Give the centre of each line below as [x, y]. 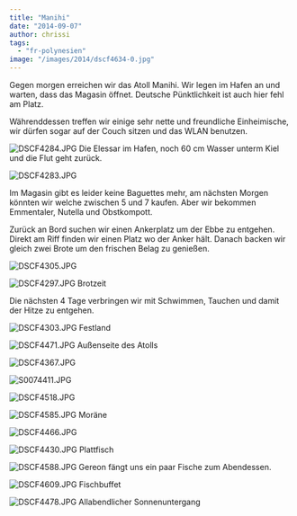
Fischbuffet [100, 485]
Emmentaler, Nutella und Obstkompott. [81, 212]
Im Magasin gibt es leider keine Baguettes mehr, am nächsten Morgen [139, 193]
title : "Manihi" [40, 18]
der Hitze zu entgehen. [52, 310]
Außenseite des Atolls [117, 345]
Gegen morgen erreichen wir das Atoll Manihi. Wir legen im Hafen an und [145, 85]
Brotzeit [92, 283]
